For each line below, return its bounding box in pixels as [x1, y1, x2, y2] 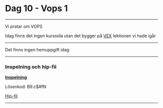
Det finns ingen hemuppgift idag [5, 46, 69, 52]
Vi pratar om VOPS [5, 23, 43, 29]
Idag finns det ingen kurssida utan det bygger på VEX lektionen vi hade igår [5, 32, 156, 39]
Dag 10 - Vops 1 [5, 3, 68, 14]
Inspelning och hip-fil [5, 63, 57, 70]
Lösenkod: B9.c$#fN [5, 84, 47, 90]
